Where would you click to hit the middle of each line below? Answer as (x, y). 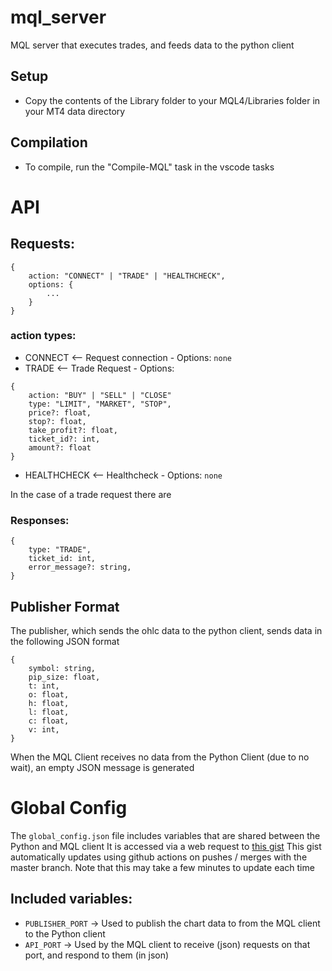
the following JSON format (65, 641)
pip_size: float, (64, 677)
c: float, (49, 721)
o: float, (49, 694)
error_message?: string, (80, 567)
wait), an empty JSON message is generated (102, 767)
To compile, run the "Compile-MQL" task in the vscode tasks (149, 167)
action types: (43, 336)
